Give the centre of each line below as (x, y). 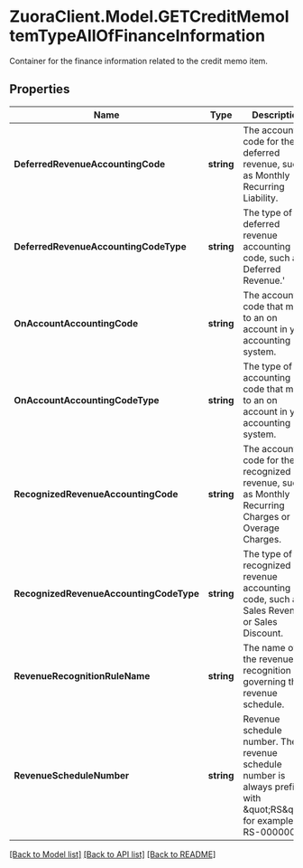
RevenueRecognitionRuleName (82, 675)
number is (264, 775)
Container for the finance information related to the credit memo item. (139, 61)
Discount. (263, 633)
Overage (261, 528)
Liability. (261, 198)
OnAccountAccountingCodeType (87, 400)
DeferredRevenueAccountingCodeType (100, 246)
